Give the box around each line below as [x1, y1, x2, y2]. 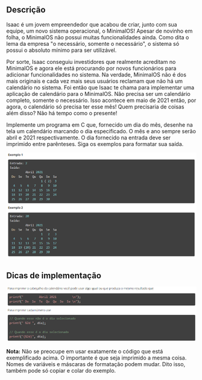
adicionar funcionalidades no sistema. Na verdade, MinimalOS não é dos [6, 71, 187, 78]
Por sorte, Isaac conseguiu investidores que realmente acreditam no [6, 58, 176, 65]
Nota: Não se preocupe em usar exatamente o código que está [6, 348, 163, 355]
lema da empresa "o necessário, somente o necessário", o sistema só [6, 40, 180, 47]
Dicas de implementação [6, 270, 101, 280]
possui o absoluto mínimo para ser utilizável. [6, 46, 117, 54]
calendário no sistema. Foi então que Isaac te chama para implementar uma [6, 84, 195, 91]
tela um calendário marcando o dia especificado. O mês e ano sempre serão [6, 127, 196, 135]
